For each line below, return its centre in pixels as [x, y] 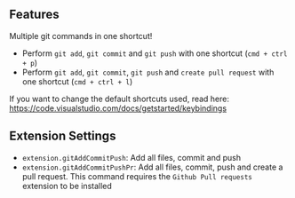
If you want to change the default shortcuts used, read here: [119, 99]
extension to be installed [67, 186]
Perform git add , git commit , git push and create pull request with [148, 72]
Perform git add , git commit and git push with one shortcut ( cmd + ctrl [155, 53]
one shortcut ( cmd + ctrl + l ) [77, 81]
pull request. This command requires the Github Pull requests [137, 176]
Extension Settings [63, 136]
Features [34, 15]
